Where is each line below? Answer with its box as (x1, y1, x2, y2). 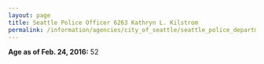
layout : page (8, 11, 51, 20)
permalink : (8, 26, 44, 34)
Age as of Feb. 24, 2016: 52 (8, 48, 99, 57)
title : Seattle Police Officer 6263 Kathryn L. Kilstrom (8, 19, 199, 27)
